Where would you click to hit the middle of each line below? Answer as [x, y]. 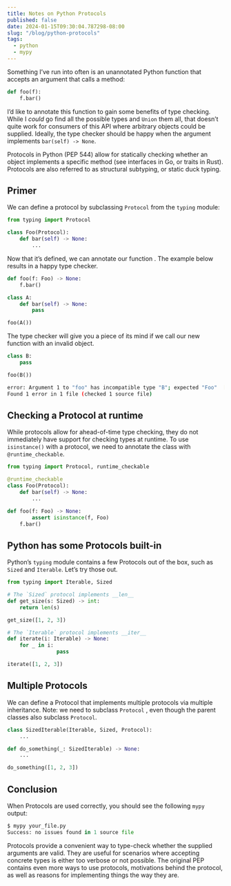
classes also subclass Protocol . [52, 717]
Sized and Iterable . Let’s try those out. [63, 570]
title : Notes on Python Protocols [57, 13]
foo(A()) [20, 323]
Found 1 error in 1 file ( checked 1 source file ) [80, 394]
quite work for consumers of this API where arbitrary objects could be [106, 126]
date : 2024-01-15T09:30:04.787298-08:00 [66, 26]
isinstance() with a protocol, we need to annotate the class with [99, 447]
